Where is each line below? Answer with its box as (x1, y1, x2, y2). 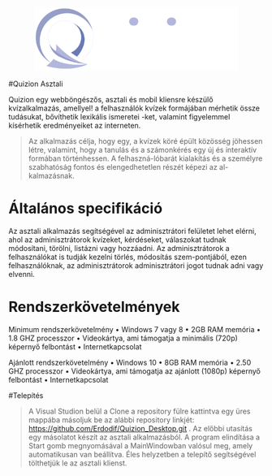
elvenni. (8, 270, 35, 279)
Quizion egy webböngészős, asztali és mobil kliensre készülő (8, 95, 214, 105)
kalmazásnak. (28, 171, 75, 181)
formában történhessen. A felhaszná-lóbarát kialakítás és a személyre (28, 154, 263, 163)
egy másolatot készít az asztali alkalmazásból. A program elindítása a (28, 432, 261, 442)
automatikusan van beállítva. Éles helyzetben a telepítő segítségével (28, 449, 257, 459)
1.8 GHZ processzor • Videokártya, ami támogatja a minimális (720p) (8, 333, 238, 343)
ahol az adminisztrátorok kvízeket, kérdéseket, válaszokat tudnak (8, 235, 227, 244)
